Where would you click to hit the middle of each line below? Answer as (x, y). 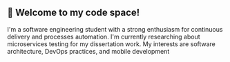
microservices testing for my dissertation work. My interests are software (112, 44)
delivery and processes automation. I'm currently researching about (104, 37)
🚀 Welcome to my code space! (74, 13)
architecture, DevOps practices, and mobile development (88, 51)
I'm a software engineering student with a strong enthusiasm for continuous (115, 29)
